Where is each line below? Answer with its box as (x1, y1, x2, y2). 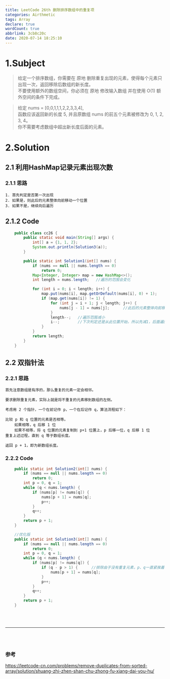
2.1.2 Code (5, 217, 39, 226)
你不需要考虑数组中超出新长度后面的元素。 (17, 124, 107, 130)
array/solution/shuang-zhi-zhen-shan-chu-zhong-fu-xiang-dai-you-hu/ (5, 668, 154, 674)
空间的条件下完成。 (22, 94, 62, 100)
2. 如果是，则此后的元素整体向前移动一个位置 (5, 198, 88, 203)
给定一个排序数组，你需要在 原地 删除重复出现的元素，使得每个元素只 (17, 75, 162, 81)
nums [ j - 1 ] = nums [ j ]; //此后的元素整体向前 (59, 305, 162, 310)
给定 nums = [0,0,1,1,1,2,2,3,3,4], (17, 104, 84, 111)
